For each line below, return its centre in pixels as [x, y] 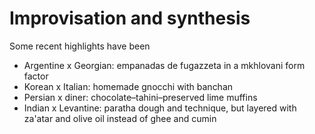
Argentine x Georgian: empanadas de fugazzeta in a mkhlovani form [164, 65]
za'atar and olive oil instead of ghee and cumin [120, 118]
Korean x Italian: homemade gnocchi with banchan [128, 86]
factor [36, 76]
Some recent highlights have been [80, 46]
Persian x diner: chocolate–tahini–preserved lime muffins [140, 97]
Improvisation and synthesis [130, 18]
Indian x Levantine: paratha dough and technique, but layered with [160, 108]
